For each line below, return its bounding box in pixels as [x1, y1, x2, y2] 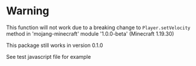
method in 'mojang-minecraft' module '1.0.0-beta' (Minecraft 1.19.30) [6, 30, 174, 37]
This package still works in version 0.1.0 [6, 42, 103, 49]
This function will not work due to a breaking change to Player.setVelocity [6, 24, 191, 31]
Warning [6, 4, 49, 18]
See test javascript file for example [6, 53, 91, 60]
